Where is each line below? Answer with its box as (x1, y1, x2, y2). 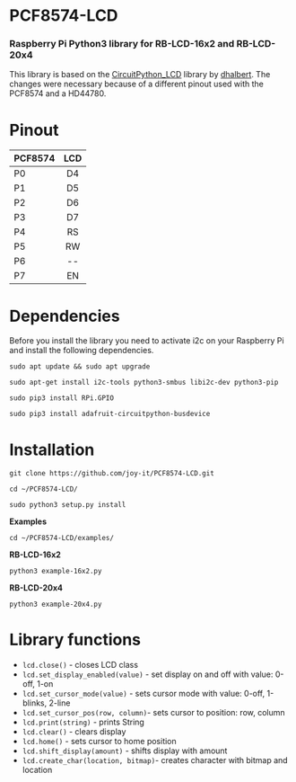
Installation (9, 440, 95, 459)
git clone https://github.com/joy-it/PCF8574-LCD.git (9, 469, 215, 478)
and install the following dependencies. (9, 345, 154, 356)
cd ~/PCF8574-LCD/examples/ (9, 534, 115, 543)
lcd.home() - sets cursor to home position (22, 736, 177, 747)
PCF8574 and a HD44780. (9, 88, 107, 99)
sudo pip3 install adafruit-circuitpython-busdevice (9, 410, 211, 419)
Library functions (9, 630, 142, 650)
